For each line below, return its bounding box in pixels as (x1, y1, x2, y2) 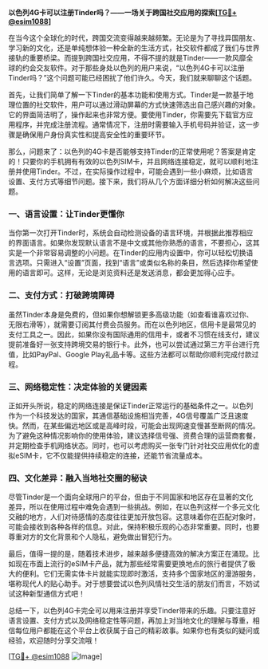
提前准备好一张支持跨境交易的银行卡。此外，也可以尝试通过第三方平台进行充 (8, 339, 260, 349)
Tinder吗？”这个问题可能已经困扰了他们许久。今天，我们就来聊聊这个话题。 (8, 73, 257, 82)
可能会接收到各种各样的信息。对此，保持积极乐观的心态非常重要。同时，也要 (8, 522, 260, 532)
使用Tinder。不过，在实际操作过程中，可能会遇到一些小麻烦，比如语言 (22, 167, 254, 176)
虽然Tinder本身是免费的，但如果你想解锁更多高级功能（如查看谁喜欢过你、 (8, 309, 254, 319)
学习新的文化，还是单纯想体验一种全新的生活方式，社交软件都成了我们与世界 (8, 43, 260, 53)
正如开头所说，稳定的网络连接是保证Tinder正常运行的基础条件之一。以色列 (8, 400, 254, 410)
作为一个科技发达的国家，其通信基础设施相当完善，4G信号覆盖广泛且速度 (8, 411, 249, 420)
